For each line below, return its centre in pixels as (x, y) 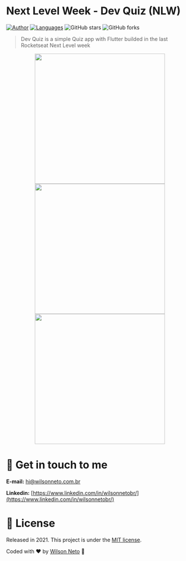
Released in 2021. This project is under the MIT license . (74, 540)
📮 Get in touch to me (57, 465)
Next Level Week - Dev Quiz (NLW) (94, 11)
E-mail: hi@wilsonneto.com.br (43, 481)
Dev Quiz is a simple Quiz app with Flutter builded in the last (94, 39)
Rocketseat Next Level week (55, 45)
